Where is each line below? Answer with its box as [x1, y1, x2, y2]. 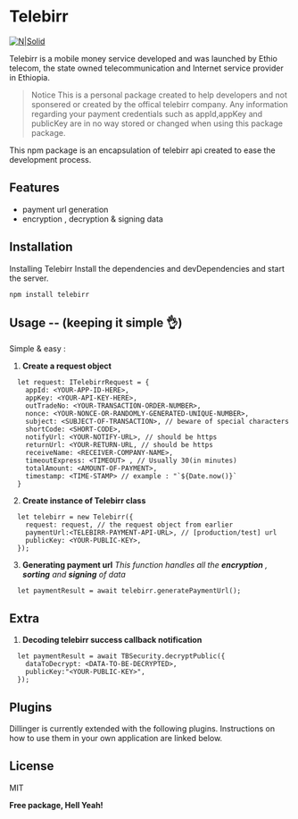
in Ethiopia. [9, 72, 51, 82]
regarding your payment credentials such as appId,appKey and [30, 108, 263, 119]
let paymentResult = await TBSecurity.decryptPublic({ [17, 652, 226, 661]
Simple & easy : [9, 343, 67, 354]
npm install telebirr [9, 290, 90, 299]
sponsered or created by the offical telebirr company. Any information [30, 98, 288, 109]
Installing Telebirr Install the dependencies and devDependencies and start [9, 263, 286, 274]
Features [9, 181, 60, 196]
